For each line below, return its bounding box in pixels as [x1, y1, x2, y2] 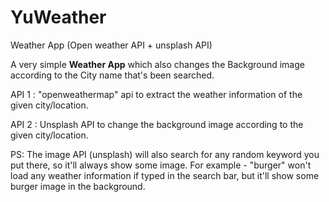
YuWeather [10, 6, 107, 29]
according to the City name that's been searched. [10, 69, 215, 81]
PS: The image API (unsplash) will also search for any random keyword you [10, 148, 320, 160]
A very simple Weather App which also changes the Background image [10, 58, 305, 70]
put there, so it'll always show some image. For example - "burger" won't [10, 159, 312, 171]
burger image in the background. [10, 180, 146, 192]
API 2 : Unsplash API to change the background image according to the [10, 118, 304, 130]
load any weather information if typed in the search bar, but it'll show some [10, 169, 320, 181]
